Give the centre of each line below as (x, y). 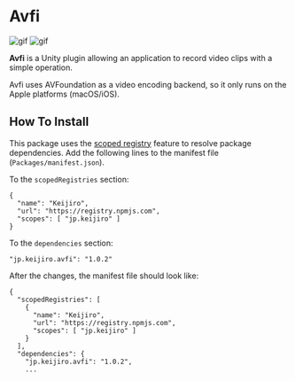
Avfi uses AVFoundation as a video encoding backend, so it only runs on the (148, 84)
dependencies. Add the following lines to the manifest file (114, 152)
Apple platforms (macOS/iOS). (64, 94)
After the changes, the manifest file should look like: (104, 276)
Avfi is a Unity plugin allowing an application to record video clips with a (141, 58)
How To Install (49, 122)
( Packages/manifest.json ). (57, 162)
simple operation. (41, 67)
